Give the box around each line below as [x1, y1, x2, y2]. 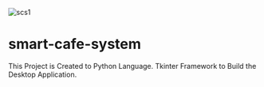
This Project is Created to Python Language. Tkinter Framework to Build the [8, 61, 257, 70]
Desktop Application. [8, 70, 77, 79]
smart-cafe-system [8, 36, 142, 53]
